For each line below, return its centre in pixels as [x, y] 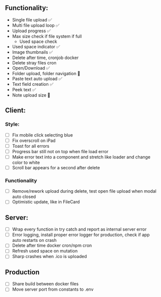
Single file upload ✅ [32, 20]
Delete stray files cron [34, 62]
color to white [26, 162]
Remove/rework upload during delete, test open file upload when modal [84, 191]
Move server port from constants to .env [53, 289]
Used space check [38, 41]
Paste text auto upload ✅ [37, 79]
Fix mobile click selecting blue [42, 135]
